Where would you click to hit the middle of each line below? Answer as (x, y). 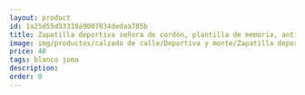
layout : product (40, 18)
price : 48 (28, 52)
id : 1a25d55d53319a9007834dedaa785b (79, 26)
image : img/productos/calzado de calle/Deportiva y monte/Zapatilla (142, 43)
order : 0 (26, 77)
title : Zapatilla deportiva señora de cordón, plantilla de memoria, (144, 34)
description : (34, 69)
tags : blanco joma (44, 60)
